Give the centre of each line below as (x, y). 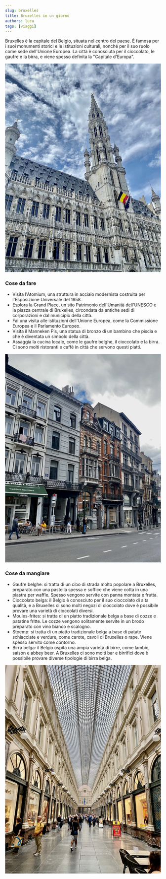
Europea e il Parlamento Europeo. (46, 326)
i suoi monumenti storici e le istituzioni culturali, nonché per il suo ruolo (77, 46)
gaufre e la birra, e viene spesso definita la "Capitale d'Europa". (70, 57)
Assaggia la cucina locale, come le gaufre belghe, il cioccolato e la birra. (86, 341)
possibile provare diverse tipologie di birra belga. (62, 658)
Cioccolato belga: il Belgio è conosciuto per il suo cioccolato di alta (81, 600)
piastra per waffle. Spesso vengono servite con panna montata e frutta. (85, 595)
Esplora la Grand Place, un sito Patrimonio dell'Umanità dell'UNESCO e (84, 305)
